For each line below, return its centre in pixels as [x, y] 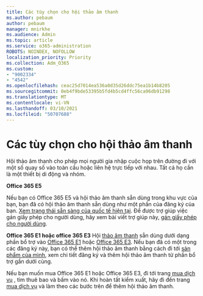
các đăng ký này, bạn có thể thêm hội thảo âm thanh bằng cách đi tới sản [98, 248]
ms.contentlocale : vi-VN [38, 103]
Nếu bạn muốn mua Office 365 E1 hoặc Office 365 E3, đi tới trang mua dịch [101, 273]
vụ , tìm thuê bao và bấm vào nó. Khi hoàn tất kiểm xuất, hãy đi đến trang [98, 280]
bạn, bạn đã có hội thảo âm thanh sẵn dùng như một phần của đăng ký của [101, 204]
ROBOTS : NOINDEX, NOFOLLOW [41, 52]
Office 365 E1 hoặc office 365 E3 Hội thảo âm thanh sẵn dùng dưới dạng [98, 236]
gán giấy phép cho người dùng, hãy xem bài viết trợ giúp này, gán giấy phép [101, 217]
